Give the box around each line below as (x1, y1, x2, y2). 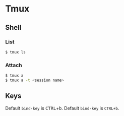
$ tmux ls (5, 49, 26, 54)
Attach (5, 62, 22, 69)
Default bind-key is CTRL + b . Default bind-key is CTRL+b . (5, 105, 119, 111)
